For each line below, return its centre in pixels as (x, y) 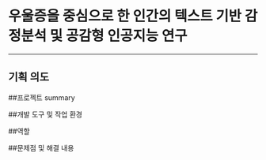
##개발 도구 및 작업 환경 (46, 114)
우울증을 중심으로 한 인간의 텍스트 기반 (125, 16)
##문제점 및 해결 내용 (41, 147)
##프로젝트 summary (42, 97)
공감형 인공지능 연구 (127, 36)
